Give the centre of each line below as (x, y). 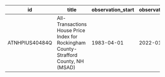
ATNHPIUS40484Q (30, 43)
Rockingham (71, 43)
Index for (67, 37)
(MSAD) (66, 67)
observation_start (113, 10)
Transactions (72, 24)
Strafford (67, 55)
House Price (71, 30)
